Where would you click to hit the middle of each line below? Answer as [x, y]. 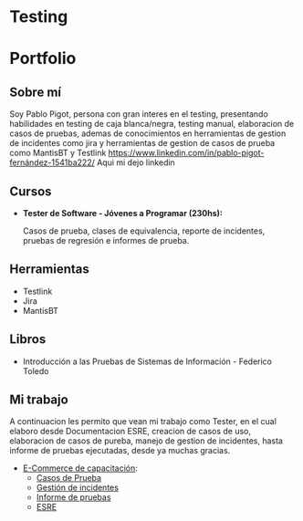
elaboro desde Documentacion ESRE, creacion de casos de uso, [131, 432]
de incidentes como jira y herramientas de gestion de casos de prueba [142, 143]
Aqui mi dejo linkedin [136, 162]
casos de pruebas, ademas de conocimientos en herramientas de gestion [148, 133]
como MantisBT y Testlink [58, 153]
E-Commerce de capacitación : [80, 468]
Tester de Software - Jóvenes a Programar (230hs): [123, 213]
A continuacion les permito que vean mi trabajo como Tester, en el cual [143, 422]
